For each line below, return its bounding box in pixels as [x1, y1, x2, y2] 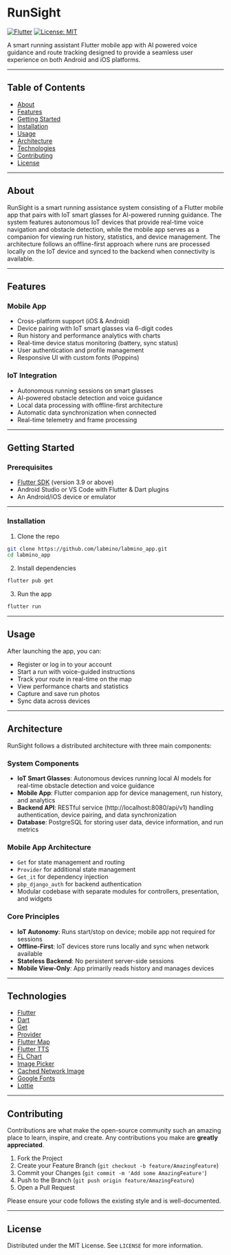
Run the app [16, 590, 52, 598]
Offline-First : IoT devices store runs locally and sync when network [16, 942, 210, 950]
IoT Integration [7, 371, 57, 380]
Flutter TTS [16, 1045, 49, 1054]
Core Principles [7, 912, 60, 921]
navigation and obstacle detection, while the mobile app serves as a [7, 225, 199, 233]
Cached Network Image [16, 1067, 85, 1076]
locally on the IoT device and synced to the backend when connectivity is [7, 247, 215, 255]
